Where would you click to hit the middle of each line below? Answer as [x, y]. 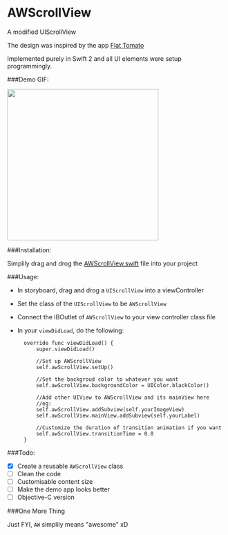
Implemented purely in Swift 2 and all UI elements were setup [94, 58]
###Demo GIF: [28, 79]
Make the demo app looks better [64, 489]
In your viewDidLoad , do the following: [70, 330]
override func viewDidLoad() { [69, 343]
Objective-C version [46, 497]
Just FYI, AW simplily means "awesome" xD [68, 525]
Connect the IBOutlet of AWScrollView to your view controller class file [116, 317]
